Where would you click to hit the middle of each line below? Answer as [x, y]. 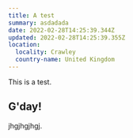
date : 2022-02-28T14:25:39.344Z [61, 30]
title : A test [32, 15]
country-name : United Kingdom [65, 60]
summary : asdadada [38, 23]
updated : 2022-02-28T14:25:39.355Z [67, 37]
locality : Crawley [46, 52]
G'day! [25, 107]
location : [25, 45]
